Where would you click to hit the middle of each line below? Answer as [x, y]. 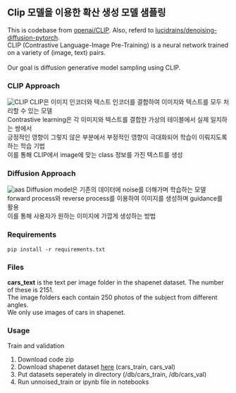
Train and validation [36, 346]
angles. [18, 305]
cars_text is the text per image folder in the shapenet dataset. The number [116, 282]
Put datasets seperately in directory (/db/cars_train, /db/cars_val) [112, 375]
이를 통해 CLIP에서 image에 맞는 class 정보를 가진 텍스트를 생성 [95, 155]
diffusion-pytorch [33, 37]
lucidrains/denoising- [186, 30]
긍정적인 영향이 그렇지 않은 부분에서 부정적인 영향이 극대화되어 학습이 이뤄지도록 [117, 137]
